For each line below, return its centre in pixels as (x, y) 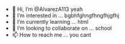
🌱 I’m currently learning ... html (50, 22)
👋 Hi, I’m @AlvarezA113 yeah (47, 9)
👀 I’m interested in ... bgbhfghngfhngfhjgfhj (66, 15)
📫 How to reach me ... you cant (52, 35)
